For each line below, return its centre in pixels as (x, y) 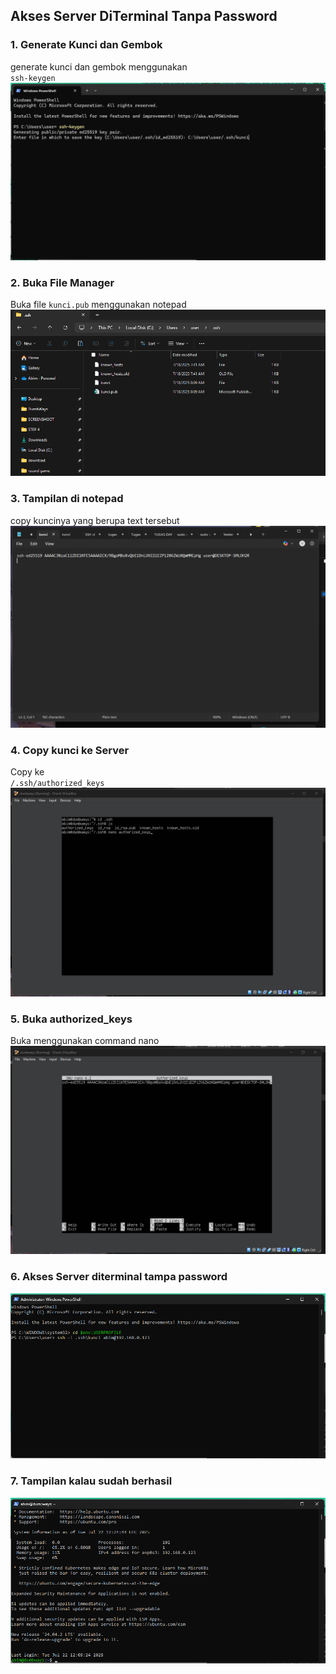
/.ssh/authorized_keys (57, 784)
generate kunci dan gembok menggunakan (99, 66)
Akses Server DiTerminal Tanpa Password (144, 16)
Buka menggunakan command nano (85, 1041)
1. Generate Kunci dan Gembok (86, 45)
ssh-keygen (33, 78)
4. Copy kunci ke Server (70, 750)
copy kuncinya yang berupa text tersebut (95, 520)
